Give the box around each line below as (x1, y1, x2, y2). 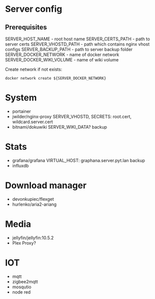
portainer (12, 108, 31, 114)
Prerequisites (5, 23, 47, 31)
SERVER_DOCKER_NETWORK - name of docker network (5, 52, 119, 57)
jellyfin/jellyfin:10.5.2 (12, 235, 54, 241)
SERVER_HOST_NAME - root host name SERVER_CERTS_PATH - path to (5, 36, 151, 42)
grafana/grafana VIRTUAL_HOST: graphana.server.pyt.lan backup (12, 157, 146, 163)
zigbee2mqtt (12, 278, 38, 284)
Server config (5, 3, 62, 15)
